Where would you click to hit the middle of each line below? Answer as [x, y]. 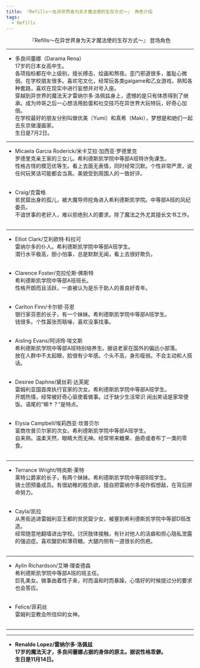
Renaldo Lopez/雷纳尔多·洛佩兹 [54, 645]
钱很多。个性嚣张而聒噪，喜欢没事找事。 [64, 322]
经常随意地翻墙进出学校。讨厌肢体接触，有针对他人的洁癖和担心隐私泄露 [103, 534]
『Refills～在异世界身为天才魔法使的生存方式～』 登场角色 [100, 40]
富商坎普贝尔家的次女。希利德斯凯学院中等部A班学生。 [82, 431]
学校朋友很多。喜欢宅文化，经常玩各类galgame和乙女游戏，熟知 [109, 81]
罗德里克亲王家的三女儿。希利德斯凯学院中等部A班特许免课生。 [92, 159]
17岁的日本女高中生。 [41, 66]
